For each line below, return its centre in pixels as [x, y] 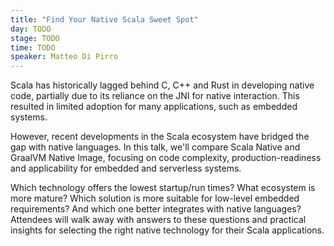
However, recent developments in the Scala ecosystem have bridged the [160, 137]
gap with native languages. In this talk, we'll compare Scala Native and [155, 147]
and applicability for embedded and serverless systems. [126, 168]
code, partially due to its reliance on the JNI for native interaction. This [155, 96]
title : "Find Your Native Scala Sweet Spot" [104, 19]
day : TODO [31, 29]
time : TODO [33, 47]
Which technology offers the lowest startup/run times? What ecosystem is [163, 188]
